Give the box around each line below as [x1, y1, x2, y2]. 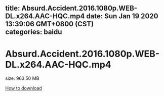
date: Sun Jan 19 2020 [86, 12, 158, 21]
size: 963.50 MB [5, 75, 39, 81]
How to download [5, 85, 42, 91]
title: [5, 4, 20, 13]
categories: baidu [5, 28, 62, 36]
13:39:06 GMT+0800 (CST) [5, 20, 94, 28]
